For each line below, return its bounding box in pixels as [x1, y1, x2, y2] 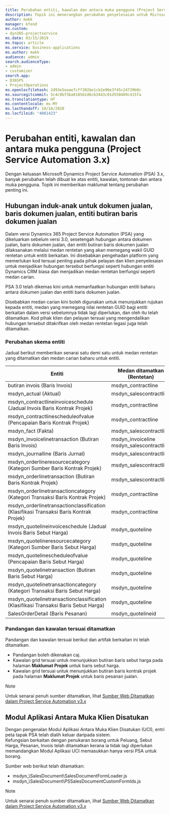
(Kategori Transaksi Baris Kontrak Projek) [8, 493, 106, 501]
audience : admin [5, 54, 39, 60]
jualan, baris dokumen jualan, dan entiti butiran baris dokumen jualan [5, 241, 149, 248]
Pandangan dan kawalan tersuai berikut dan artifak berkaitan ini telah [5, 637, 150, 643]
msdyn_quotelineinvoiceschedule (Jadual [8, 523, 107, 530]
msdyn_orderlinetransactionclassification [8, 502, 106, 509]
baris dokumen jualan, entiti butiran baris [5, 209, 138, 218]
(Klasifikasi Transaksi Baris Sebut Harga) [8, 602, 105, 609]
